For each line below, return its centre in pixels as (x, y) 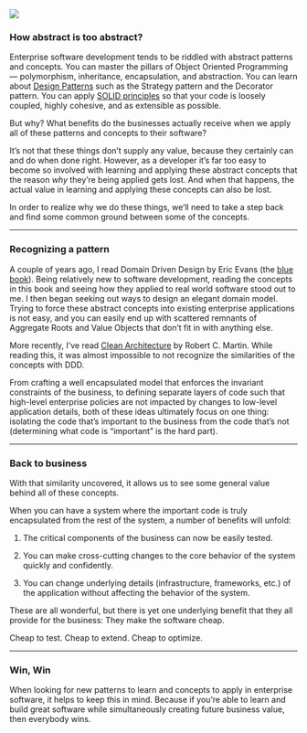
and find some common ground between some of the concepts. (129, 217)
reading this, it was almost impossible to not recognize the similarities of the (152, 355)
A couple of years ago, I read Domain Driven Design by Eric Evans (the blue (152, 269)
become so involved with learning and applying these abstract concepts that (153, 170)
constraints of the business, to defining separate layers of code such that (147, 392)
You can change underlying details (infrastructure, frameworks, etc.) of (157, 583)
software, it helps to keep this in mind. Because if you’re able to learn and (148, 700)
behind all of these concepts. (64, 493)
